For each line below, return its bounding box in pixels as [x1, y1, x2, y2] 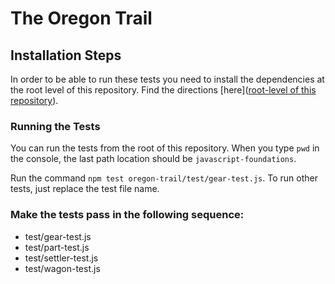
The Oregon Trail [10, 7, 153, 30]
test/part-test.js [24, 241, 90, 253]
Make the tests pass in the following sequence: [10, 208, 245, 222]
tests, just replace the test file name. [10, 183, 160, 195]
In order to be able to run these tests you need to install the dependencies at [10, 73, 325, 85]
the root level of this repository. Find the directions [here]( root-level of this [10, 84, 317, 96]
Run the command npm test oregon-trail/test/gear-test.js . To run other [10, 172, 318, 184]
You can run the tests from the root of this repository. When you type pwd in [10, 142, 320, 154]
